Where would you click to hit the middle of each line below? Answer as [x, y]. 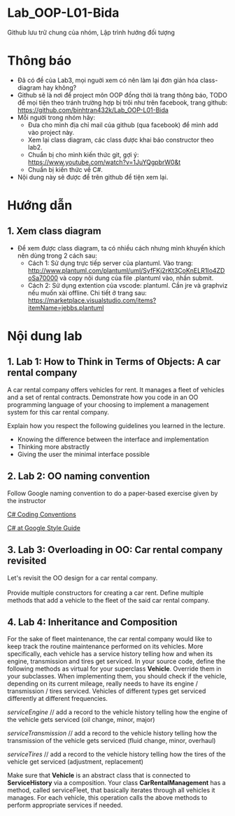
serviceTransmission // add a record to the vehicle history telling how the [112, 733]
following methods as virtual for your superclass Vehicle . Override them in [114, 669]
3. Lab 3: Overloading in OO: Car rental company [115, 550]
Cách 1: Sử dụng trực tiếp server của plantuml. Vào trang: [111, 263]
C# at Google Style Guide [44, 528]
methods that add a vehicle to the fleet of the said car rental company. [108, 600]
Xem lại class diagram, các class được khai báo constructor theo [121, 140]
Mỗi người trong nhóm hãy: [56, 117]
